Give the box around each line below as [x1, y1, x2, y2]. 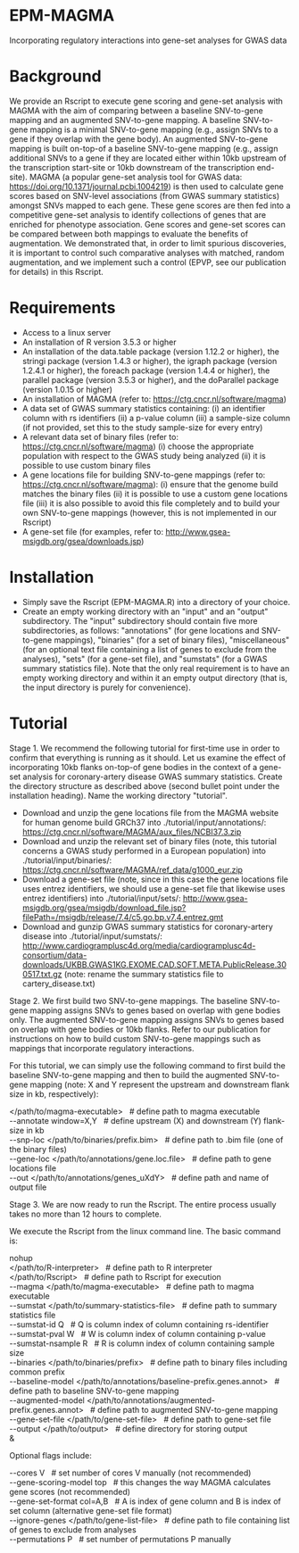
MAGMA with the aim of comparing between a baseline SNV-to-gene [9, 104, 263, 116]
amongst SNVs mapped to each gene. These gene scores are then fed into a [9, 200, 291, 211]
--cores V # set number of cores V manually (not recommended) [9, 1467, 252, 1478]
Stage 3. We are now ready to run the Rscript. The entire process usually [9, 1199, 277, 1209]
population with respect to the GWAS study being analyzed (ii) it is [21, 450, 266, 461]
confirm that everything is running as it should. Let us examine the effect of [9, 752, 287, 763]
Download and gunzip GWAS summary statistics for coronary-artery [21, 921, 274, 932]
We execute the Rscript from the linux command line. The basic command [9, 1225, 281, 1236]
